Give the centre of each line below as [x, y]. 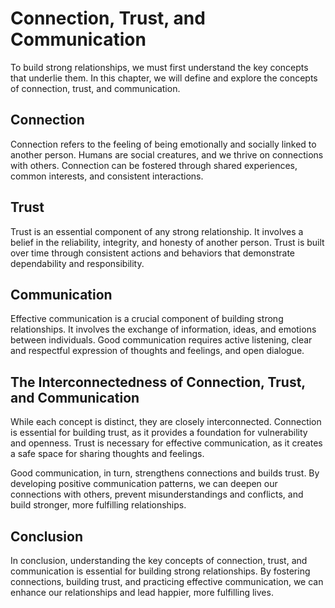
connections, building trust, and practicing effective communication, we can [167, 581]
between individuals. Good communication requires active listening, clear [161, 340]
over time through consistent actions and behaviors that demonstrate [153, 253]
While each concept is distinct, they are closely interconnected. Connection [166, 422]
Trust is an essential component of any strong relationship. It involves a [157, 231]
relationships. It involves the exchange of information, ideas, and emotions [163, 329]
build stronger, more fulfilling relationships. [98, 505]
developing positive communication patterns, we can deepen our [144, 484]
